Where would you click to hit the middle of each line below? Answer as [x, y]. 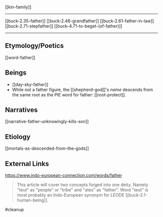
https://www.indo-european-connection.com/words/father [64, 175]
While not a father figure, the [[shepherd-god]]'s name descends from [82, 90]
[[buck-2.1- [136, 195]
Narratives [21, 110]
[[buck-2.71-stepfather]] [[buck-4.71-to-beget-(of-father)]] [64, 26]
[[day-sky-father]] [30, 84]
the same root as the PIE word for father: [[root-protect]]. [69, 94]
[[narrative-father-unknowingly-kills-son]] [47, 122]
